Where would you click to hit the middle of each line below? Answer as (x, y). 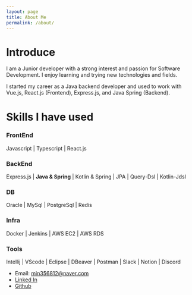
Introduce (31, 52)
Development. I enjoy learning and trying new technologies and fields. (92, 75)
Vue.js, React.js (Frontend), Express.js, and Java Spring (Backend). (88, 93)
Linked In (26, 280)
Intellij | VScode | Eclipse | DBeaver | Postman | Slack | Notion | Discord (94, 262)
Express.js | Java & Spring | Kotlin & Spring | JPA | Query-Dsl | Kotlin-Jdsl (96, 177)
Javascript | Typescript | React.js (47, 148)
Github (23, 285)
